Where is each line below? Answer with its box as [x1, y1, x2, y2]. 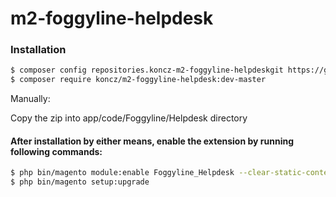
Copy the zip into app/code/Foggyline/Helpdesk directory [10, 112, 248, 124]
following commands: [10, 145, 103, 157]
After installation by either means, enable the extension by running [10, 135, 294, 147]
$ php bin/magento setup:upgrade [10, 177, 150, 187]
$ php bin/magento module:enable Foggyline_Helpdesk [10, 168, 235, 178]
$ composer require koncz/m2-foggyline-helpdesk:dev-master [10, 75, 267, 85]
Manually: [10, 93, 51, 105]
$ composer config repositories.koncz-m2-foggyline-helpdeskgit [10, 65, 284, 76]
